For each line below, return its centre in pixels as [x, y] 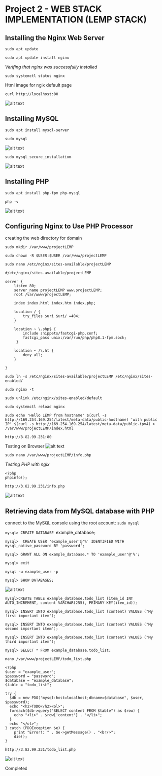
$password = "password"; [31, 676]
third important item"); [31, 642]
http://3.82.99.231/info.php [35, 486]
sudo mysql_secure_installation [38, 157]
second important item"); [32, 629]
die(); [21, 737]
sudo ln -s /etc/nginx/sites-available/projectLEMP [59, 377]
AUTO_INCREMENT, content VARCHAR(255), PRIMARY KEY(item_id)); [71, 603]
